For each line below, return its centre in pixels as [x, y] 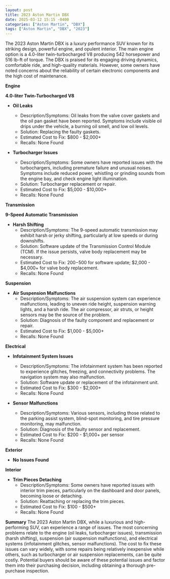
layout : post [19, 10]
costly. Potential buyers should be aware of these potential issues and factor [85, 560]
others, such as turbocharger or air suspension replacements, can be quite [83, 555]
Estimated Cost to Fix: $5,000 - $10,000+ [63, 190]
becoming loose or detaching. [52, 496]
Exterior [14, 450]
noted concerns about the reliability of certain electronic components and [82, 71]
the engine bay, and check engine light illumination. [74, 179]
